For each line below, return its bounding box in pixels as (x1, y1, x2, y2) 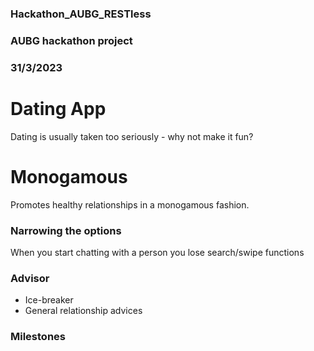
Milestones (10, 330, 66, 344)
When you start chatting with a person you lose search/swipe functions (10, 246, 305, 258)
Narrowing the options (10, 223, 122, 237)
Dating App (10, 97, 107, 120)
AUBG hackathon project (10, 33, 133, 47)
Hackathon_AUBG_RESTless (10, 7, 152, 21)
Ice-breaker (24, 294, 74, 306)
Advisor (10, 271, 50, 285)
